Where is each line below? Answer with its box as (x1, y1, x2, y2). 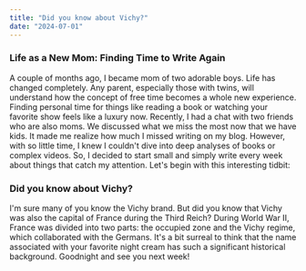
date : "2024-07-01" (9, 22, 84, 31)
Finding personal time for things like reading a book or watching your (9, 101, 269, 112)
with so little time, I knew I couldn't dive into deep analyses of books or (9, 140, 276, 151)
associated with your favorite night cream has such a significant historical (9, 242, 286, 253)
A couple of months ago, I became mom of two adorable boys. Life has (9, 72, 276, 83)
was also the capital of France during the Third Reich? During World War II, (9, 213, 290, 224)
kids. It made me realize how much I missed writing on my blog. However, (9, 130, 285, 141)
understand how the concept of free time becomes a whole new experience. (9, 92, 297, 103)
